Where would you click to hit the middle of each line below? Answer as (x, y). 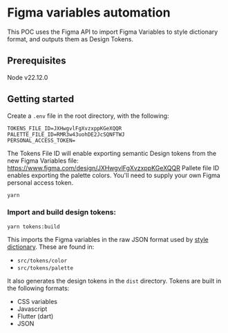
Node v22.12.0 (28, 77)
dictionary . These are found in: (51, 247)
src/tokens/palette (45, 268)
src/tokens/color (42, 261)
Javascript (32, 309)
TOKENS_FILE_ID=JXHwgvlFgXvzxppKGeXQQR (65, 128)
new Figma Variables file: (43, 161)
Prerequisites (37, 61)
